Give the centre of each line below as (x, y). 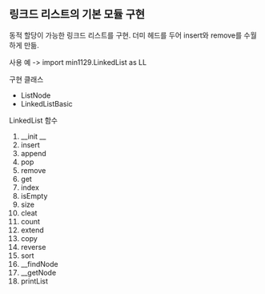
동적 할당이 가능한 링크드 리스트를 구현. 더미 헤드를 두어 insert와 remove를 (126, 35)
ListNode (36, 95)
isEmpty (34, 195)
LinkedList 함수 (34, 120)
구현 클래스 (26, 79)
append (33, 153)
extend (32, 230)
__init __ (33, 136)
